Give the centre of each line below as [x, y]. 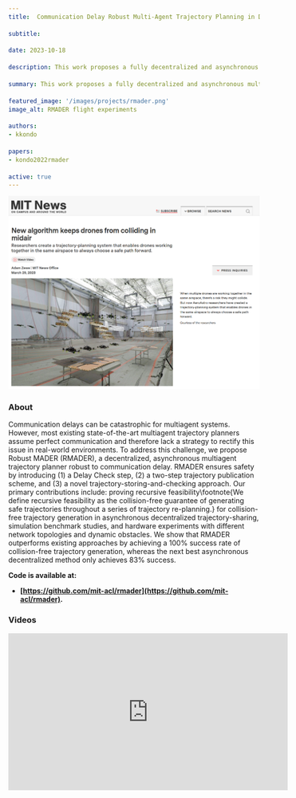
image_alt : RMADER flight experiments [73, 109]
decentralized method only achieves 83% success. [93, 560]
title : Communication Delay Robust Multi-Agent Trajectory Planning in [132, 17]
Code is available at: [43, 576]
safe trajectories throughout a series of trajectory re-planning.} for [117, 509]
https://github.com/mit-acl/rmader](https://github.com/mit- [126, 591]
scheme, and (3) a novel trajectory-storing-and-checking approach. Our [127, 484]
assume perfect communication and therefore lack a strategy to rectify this [131, 442]
